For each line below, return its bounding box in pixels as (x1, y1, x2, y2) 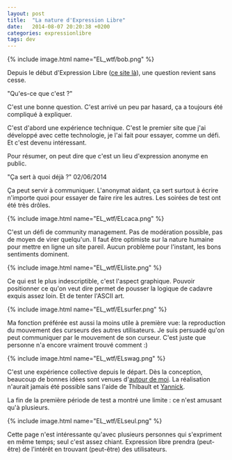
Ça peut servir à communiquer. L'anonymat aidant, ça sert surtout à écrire (7, 186, 219, 195)
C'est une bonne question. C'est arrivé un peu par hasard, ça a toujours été (7, 103, 224, 111)
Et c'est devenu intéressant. (7, 138, 87, 147)
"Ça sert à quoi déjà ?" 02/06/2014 (7, 173, 108, 181)
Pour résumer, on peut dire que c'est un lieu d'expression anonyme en (7, 152, 208, 161)
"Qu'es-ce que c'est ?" (7, 90, 73, 98)
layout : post (7, 10, 45, 17)
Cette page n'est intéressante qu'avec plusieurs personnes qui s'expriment (7, 430, 222, 438)
